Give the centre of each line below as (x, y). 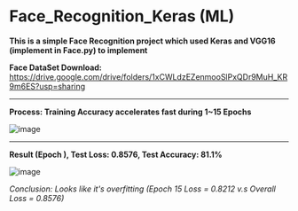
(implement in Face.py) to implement (78, 50)
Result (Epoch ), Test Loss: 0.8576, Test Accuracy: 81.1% (116, 154)
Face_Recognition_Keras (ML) (122, 16)
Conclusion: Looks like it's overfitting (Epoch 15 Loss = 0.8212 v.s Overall (143, 189)
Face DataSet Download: (55, 67)
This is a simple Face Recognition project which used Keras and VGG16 (143, 41)
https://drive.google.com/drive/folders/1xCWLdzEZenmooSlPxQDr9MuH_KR (149, 76)
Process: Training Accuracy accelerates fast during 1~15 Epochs (130, 112)
